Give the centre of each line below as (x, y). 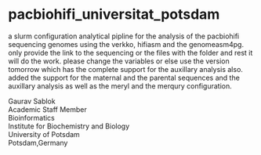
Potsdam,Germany (38, 142)
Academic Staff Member (48, 109)
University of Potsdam (44, 134)
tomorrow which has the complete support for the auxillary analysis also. (125, 69)
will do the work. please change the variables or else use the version (119, 61)
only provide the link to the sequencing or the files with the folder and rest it (130, 52)
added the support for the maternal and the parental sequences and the (124, 77)
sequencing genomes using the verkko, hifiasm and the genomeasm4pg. (126, 44)
